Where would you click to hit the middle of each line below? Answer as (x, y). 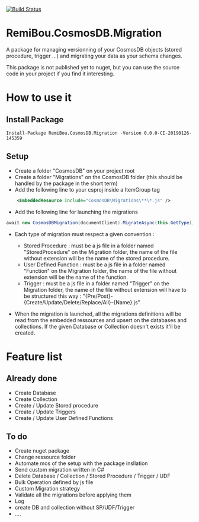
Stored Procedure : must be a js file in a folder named (89, 246)
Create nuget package (42, 451)
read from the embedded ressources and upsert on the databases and (101, 320)
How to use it (39, 98)
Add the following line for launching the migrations (76, 212)
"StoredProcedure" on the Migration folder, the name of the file (100, 252)
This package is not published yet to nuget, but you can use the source (93, 67)
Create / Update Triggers (45, 412)
